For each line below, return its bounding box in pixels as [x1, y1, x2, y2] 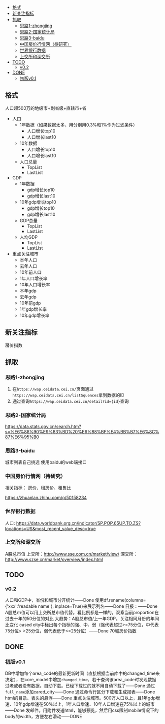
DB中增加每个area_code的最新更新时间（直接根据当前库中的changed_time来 [5, 670, 160, 676]
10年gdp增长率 [19, 312, 50, 318]
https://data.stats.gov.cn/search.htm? [5, 423, 81, 429]
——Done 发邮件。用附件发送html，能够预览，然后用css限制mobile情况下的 [5, 707, 159, 713]
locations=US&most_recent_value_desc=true [5, 526, 96, 531]
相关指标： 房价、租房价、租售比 [5, 485, 71, 491]
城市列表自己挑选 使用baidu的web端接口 [5, 459, 87, 465]
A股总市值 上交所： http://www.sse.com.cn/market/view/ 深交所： [5, 551, 138, 557]
